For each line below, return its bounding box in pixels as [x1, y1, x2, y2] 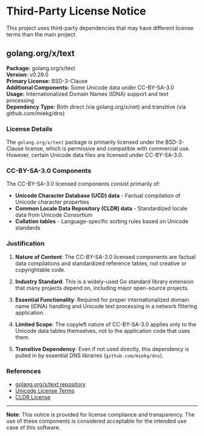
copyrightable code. [15, 266, 66, 273]
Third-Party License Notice [6, 4, 147, 18]
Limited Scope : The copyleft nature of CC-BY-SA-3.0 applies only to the [15, 320, 197, 328]
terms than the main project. [6, 30, 77, 38]
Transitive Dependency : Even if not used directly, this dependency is [15, 345, 189, 352]
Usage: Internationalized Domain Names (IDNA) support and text [6, 90, 169, 98]
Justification [6, 240, 45, 248]
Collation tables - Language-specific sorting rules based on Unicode [15, 218, 189, 225]
